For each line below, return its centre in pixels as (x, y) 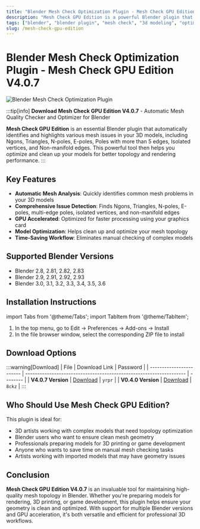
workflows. (20, 521)
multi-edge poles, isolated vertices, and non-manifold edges (105, 212)
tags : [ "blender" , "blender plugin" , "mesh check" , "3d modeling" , (92, 23)
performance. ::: (26, 161)
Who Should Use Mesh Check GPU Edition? (88, 405)
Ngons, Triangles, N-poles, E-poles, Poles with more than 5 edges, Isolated (99, 142)
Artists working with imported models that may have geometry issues (100, 456)
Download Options (41, 353)
